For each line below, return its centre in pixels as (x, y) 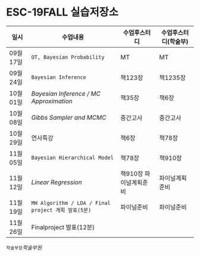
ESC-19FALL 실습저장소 (62, 12)
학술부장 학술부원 (24, 247)
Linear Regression (57, 182)
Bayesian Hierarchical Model (73, 157)
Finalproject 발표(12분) (63, 227)
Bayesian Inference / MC (66, 93)
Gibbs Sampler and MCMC (69, 117)
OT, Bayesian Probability (68, 57)
